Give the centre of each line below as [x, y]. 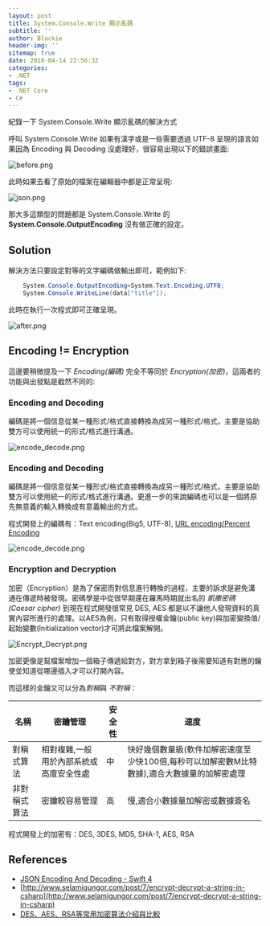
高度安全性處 [65, 773]
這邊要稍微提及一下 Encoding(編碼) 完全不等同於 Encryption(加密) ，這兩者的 [135, 371]
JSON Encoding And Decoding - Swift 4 [86, 879]
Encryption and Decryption [62, 569]
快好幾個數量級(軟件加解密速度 [185, 749]
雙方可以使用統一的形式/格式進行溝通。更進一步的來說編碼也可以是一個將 [129, 497]
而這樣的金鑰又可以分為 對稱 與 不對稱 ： [73, 687]
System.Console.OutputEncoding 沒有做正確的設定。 [98, 224]
